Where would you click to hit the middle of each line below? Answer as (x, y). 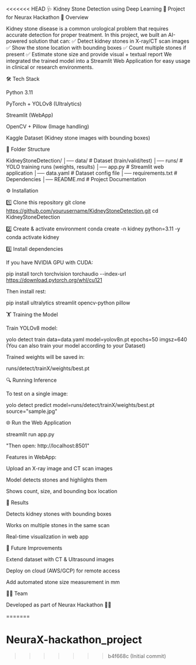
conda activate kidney (33, 237)
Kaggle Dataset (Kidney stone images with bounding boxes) (78, 138)
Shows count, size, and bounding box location (62, 491)
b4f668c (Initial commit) (137, 656)
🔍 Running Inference (32, 380)
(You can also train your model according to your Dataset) (76, 346)
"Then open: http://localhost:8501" (48, 446)
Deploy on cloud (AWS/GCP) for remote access (63, 571)
